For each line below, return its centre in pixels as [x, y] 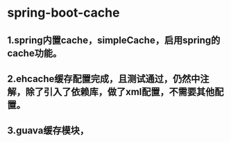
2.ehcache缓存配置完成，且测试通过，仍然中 [104, 79]
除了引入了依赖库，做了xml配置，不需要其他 [120, 92]
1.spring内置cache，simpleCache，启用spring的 [114, 40]
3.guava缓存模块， [48, 131]
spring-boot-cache [63, 13]
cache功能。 [35, 53]
